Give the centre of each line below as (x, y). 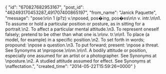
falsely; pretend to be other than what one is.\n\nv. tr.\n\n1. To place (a (77, 34)
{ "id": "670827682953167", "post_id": (44, 7)
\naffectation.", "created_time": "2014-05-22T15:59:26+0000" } (70, 66)
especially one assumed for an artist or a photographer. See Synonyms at (81, 55)
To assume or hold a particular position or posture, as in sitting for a (75, 24)
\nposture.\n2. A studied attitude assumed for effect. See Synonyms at (78, 61)
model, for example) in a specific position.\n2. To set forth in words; (75, 40)
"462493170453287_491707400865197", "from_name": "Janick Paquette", (81, 12)
